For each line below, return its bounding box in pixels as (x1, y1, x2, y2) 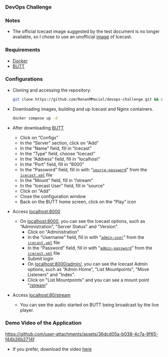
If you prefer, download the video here (12, 346, 92, 352)
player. (20, 307, 34, 313)
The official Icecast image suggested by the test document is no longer (12, 29, 160, 35)
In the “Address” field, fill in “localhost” (20, 156, 100, 162)
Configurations (5, 75, 43, 82)
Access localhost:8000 (12, 208, 61, 214)
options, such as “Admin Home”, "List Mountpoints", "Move (27, 266, 149, 272)
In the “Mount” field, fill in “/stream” (20, 177, 93, 183)
